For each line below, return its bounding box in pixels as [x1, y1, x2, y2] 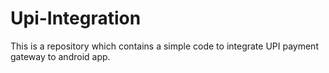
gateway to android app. [10, 50, 111, 62]
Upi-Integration [10, 7, 142, 30]
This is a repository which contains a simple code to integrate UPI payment [10, 40, 319, 52]
